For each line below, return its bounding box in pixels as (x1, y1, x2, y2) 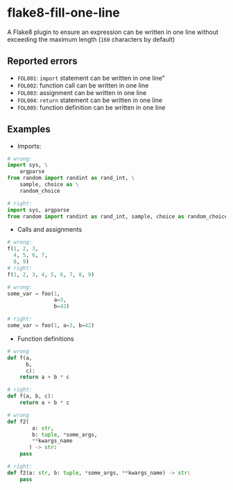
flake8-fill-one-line (7, 5, 120, 21)
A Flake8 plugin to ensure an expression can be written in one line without (7, 28, 218, 36)
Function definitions (17, 335, 74, 343)
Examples (7, 124, 51, 135)
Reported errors (7, 56, 78, 67)
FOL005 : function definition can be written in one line (17, 103, 166, 112)
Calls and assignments (17, 226, 83, 234)
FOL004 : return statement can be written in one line (17, 96, 163, 104)
